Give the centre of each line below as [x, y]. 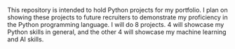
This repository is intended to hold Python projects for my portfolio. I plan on [117, 10]
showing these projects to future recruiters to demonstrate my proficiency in [117, 17]
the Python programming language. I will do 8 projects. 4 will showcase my [116, 24]
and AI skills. [26, 39]
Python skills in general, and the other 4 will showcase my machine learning [117, 32]
